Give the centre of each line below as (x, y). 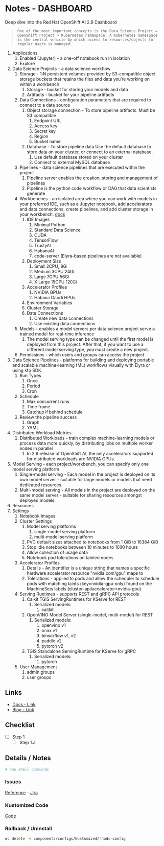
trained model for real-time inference (57, 334)
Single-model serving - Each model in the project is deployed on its (87, 474)
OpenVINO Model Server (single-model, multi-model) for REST (90, 614)
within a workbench (39, 84)
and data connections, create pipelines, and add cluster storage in (86, 209)
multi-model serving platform (63, 537)
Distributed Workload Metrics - (43, 433)
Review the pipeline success (48, 417)
